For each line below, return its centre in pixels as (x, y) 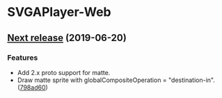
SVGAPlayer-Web (59, 12)
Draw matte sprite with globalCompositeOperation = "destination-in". (116, 80)
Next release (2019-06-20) (67, 38)
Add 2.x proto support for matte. (64, 72)
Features (23, 58)
